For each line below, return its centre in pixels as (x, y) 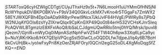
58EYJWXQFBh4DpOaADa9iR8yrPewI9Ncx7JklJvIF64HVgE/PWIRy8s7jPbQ (80, 17)
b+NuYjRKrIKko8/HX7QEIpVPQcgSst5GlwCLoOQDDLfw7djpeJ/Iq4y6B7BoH (81, 38)
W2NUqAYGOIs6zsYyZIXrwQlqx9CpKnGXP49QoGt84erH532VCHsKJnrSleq (81, 22)
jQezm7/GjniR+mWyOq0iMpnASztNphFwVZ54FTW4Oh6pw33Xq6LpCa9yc (80, 33)
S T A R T (12, 7)
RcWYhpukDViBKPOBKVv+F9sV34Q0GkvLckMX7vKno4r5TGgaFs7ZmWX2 (80, 12)
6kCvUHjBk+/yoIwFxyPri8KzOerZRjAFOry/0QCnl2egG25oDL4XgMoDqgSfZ (80, 43)
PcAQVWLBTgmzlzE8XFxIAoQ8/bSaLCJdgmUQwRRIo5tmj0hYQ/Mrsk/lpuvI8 (81, 27)
